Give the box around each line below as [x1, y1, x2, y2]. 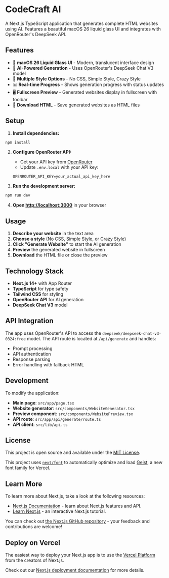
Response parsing [12, 356, 51, 362]
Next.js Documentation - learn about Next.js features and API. [12, 503, 142, 509]
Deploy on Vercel [5, 538, 61, 547]
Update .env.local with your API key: [20, 164, 99, 170]
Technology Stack [5, 267, 64, 275]
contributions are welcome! [5, 524, 62, 530]
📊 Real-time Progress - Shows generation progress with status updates [12, 81, 164, 88]
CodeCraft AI [5, 4, 61, 15]
